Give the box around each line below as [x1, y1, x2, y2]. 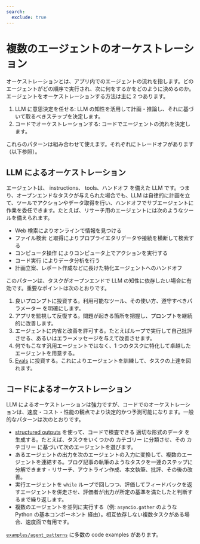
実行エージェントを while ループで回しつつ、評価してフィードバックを [14, 481, 187, 488]
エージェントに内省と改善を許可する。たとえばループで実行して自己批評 [14, 327, 193, 335]
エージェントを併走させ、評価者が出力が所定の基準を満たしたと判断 [20, 488, 188, 496]
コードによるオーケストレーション [6, 384, 131, 394]
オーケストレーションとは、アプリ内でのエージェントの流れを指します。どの [6, 78, 194, 85]
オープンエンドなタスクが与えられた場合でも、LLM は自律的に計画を [16, 192, 185, 199]
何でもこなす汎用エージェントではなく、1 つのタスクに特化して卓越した [14, 342, 191, 350]
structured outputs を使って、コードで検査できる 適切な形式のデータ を [14, 428, 190, 436]
